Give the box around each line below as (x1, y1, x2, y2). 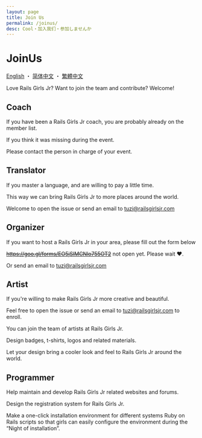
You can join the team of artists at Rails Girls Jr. (6, 325, 124, 332)
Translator (6, 166, 46, 176)
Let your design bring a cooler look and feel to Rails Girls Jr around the (6, 349, 182, 356)
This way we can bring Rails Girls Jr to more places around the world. (6, 193, 179, 200)
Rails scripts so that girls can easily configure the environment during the (6, 418, 188, 426)
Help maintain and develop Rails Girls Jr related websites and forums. (6, 388, 179, 396)
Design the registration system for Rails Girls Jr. (6, 400, 125, 408)
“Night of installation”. (6, 425, 60, 432)
